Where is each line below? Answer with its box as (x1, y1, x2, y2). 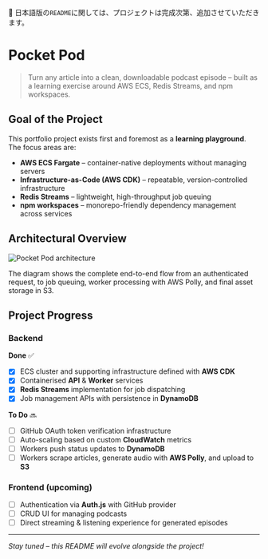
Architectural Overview (8, 232, 128, 246)
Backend (8, 332, 44, 343)
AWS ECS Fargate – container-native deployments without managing (19, 157, 247, 167)
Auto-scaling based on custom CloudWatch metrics (19, 434, 192, 444)
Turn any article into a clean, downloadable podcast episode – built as (27, 72, 258, 82)
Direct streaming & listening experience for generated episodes (19, 518, 229, 528)
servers (19, 166, 45, 176)
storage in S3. (8, 285, 54, 295)
